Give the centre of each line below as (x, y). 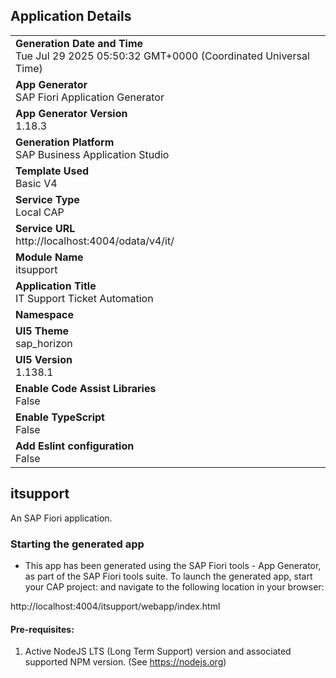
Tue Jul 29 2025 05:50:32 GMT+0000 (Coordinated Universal (162, 56)
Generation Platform (65, 142)
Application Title (56, 286)
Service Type (47, 199)
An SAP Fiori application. (61, 518)
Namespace (45, 314)
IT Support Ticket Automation (84, 298)
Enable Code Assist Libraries (86, 388)
